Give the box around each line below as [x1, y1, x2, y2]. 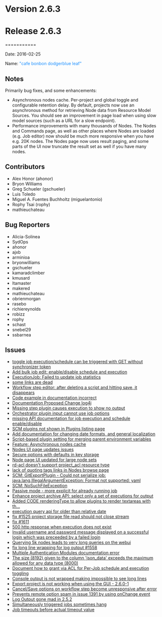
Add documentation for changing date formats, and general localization [12, 431, 156, 437]
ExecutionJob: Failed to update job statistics [12, 374, 101, 380]
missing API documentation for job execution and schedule [12, 416, 130, 422]
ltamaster [12, 280, 32, 286]
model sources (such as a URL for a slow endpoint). [12, 118, 116, 123]
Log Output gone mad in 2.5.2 [12, 597, 72, 602]
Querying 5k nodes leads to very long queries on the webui [12, 540, 131, 546]
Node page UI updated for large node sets [12, 457, 97, 463]
